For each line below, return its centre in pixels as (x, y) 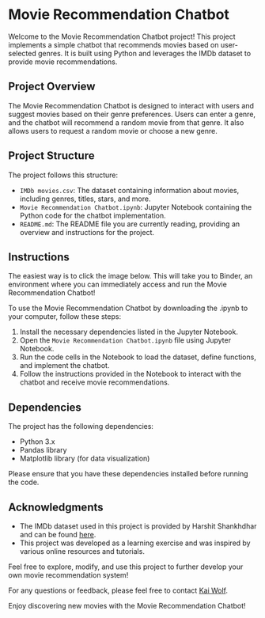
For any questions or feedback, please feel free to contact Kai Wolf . (118, 590)
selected (23, 53)
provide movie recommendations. (63, 62)
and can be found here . (58, 535)
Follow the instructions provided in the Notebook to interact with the (130, 374)
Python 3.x (37, 442)
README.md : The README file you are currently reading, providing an (130, 224)
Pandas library (43, 450)
